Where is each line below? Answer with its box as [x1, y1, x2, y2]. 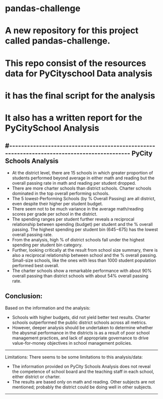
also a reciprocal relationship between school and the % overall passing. [12, 252, 157, 258]
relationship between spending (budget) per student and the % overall [12, 221, 153, 227]
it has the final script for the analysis [5, 90, 155, 101]
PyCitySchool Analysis [5, 122, 99, 133]
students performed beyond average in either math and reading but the [12, 175, 155, 181]
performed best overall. [12, 262, 60, 268]
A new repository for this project [5, 25, 139, 36]
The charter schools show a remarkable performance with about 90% [12, 268, 152, 273]
